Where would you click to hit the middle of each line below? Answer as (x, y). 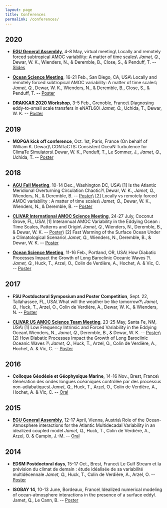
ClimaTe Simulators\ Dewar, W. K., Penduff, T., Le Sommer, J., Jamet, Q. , (87, 152)
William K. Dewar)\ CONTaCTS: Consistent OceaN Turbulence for (80, 147)
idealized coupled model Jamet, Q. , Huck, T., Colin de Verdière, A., (81, 431)
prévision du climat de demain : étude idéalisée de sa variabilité (78, 469)
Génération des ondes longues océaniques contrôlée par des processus (87, 382)
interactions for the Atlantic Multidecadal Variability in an (97, 425)
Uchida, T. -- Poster (33, 157)
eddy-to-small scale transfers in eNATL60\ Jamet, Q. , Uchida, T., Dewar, (87, 108)
